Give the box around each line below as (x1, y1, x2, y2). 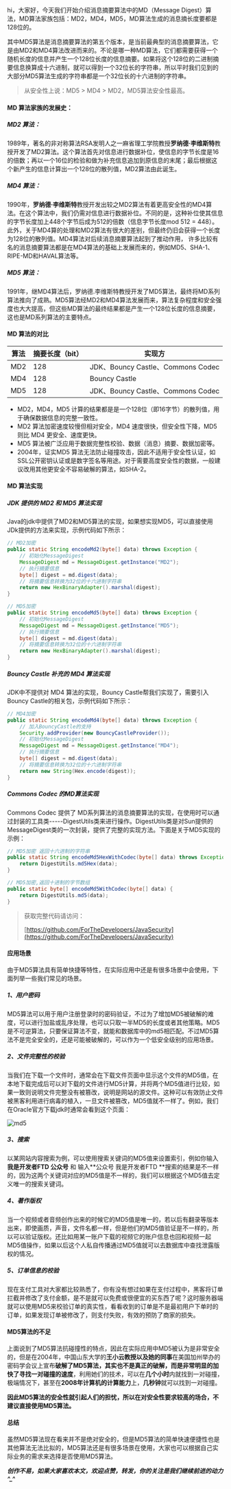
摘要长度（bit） (33, 349, 84, 358)
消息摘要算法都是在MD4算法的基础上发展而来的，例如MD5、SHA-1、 (19, 243, 214, 251)
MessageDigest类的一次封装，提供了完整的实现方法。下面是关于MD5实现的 (7, 825, 221, 834)
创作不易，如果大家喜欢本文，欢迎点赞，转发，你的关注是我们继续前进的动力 (7, 1467, 223, 1475)
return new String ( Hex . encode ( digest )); (19, 767, 136, 774)
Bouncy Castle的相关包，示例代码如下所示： (7, 696, 132, 704)
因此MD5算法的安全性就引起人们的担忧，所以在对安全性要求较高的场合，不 (7, 1393, 219, 1401)
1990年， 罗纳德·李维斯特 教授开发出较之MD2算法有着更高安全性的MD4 (7, 200, 206, 208)
